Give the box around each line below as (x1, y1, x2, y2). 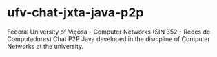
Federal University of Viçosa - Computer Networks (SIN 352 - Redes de (7, 27, 211, 36)
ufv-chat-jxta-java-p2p (7, 5, 144, 21)
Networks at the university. (7, 42, 84, 50)
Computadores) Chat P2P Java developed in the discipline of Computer (7, 34, 210, 43)
